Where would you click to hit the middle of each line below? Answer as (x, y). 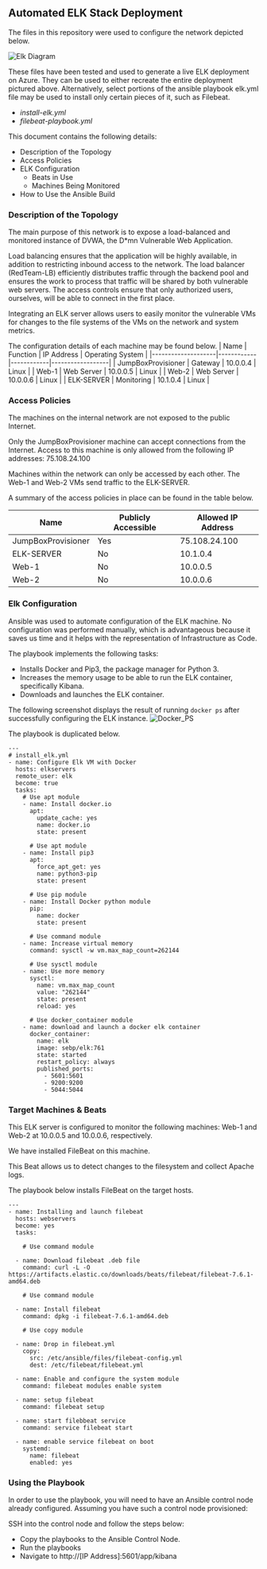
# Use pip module (58, 894)
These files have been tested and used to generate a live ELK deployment (129, 72)
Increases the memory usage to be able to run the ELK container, (126, 677)
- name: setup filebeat (54, 1400)
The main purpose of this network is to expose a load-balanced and (119, 232)
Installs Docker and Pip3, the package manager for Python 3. (120, 669)
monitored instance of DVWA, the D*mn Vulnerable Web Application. (120, 241)
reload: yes (57, 1006)
